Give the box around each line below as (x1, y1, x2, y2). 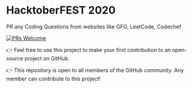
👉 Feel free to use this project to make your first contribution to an (6, 46, 171, 53)
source (6, 54, 24, 62)
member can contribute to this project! (6, 75, 101, 82)
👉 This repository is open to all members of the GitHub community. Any (6, 66, 184, 74)
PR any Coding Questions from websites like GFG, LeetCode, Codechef (6, 23, 182, 30)
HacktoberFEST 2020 (6, 4, 116, 17)
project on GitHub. (24, 54, 70, 62)
